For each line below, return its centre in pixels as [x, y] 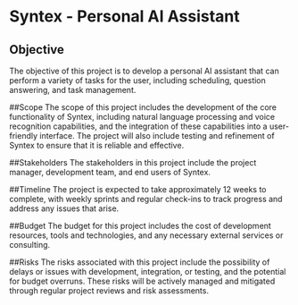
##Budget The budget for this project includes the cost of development [141, 226]
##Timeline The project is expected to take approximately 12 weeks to [138, 189]
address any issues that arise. [64, 208]
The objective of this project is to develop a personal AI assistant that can [144, 71]
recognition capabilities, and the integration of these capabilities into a [138, 126]
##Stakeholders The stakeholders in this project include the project [133, 162]
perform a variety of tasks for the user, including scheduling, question [137, 80]
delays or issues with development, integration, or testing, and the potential [148, 271]
